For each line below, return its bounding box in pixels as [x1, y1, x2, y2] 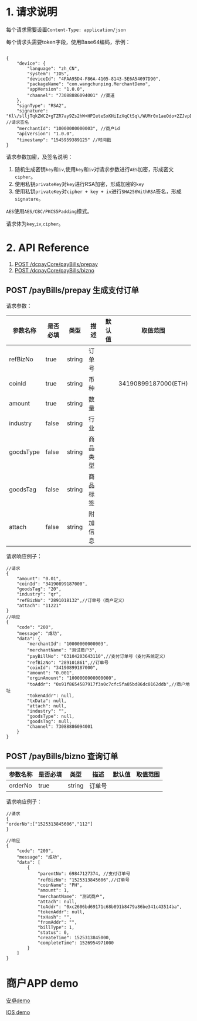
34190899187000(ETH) [118, 379, 188, 387]
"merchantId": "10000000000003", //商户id [16, 125, 120, 131]
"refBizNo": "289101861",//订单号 [27, 660, 109, 666]
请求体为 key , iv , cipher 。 [6, 220, 64, 227]
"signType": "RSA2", [16, 102, 67, 109]
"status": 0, [37, 929, 69, 936]
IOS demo [6, 1009, 30, 1016]
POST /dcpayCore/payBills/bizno [14, 267, 95, 274]
